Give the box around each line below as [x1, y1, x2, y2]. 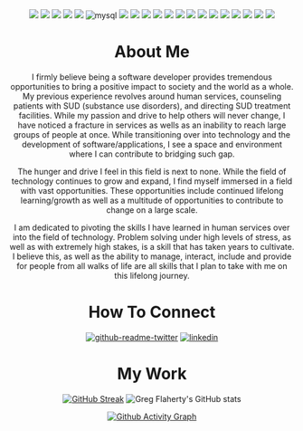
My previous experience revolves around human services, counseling [22, 91, 282, 101]
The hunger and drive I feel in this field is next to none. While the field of [17, 166, 287, 177]
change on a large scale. [106, 204, 198, 215]
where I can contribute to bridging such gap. [69, 148, 235, 159]
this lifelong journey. [114, 270, 190, 281]
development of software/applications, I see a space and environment [21, 139, 283, 149]
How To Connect [88, 302, 216, 322]
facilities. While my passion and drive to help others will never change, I [18, 110, 286, 120]
